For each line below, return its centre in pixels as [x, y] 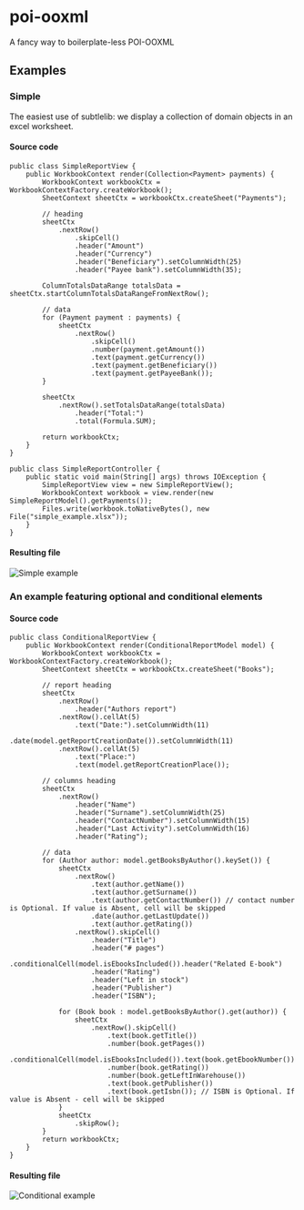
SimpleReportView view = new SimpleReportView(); [138, 484]
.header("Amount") [109, 246]
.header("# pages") [128, 949]
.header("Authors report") [126, 709]
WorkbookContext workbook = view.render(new [128, 493]
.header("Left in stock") [140, 981]
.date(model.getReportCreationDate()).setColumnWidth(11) [122, 741]
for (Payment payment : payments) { [111, 317]
